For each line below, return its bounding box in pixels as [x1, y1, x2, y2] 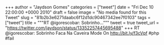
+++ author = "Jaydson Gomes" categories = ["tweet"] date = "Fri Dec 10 [5, 4, 154, 10]
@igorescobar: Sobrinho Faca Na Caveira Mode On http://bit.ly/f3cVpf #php [5, 30, 160, 36]
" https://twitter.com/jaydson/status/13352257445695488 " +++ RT [5, 25, 140, 31]
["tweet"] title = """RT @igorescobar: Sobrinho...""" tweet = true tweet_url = [5, 20, 159, 25]
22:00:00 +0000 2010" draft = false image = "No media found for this [5, 9, 147, 15]
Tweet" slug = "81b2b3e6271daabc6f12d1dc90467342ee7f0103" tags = [5, 15, 151, 20]
